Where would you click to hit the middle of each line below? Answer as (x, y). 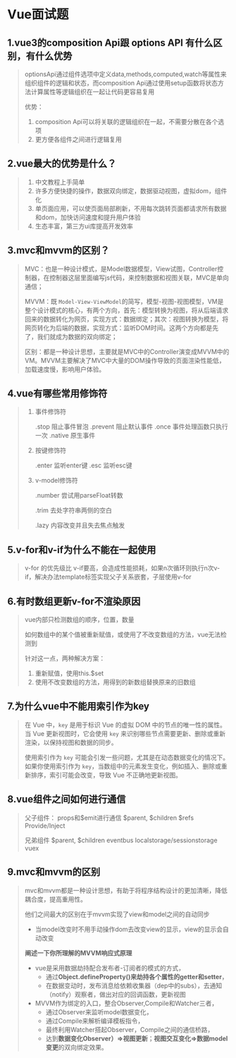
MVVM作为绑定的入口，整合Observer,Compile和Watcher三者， (126, 1003)
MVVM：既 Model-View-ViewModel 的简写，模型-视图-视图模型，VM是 (124, 301)
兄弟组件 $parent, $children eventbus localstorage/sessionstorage (121, 840)
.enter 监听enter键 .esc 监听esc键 (83, 465)
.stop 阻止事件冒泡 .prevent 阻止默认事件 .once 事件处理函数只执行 (132, 426)
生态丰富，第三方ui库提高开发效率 (84, 226)
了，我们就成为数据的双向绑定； (71, 336)
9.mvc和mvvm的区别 (54, 872)
